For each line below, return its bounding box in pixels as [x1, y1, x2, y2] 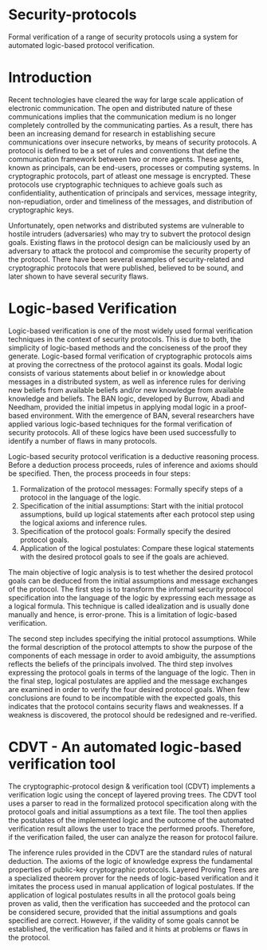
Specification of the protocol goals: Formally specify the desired [19, 526, 231, 536]
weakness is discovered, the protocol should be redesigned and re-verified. [8, 710, 257, 719]
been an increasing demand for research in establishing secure [8, 129, 216, 138]
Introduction [8, 69, 92, 87]
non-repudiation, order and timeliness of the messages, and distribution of [8, 196, 253, 206]
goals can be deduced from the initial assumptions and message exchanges [8, 576, 258, 585]
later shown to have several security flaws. [8, 271, 149, 281]
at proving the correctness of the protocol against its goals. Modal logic [8, 359, 243, 369]
